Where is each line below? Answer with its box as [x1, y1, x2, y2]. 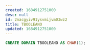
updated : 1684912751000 [5, 27, 56, 32]
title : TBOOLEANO [5, 21, 42, 27]
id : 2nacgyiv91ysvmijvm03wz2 [5, 17, 67, 22]
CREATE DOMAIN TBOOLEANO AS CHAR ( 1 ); [5, 40, 86, 46]
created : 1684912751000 [5, 7, 56, 13]
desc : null [5, 12, 29, 17]
